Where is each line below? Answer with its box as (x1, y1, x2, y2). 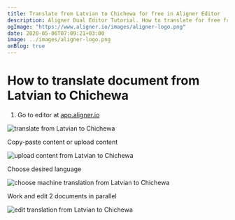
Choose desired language (7, 165, 82, 173)
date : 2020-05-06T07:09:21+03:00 (7, 29, 105, 37)
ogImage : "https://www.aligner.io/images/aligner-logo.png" (7, 23, 187, 30)
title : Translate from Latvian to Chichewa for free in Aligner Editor (7, 10, 220, 17)
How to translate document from (7, 73, 200, 89)
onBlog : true (7, 43, 45, 50)
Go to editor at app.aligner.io (17, 110, 100, 119)
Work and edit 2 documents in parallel (7, 191, 117, 200)
